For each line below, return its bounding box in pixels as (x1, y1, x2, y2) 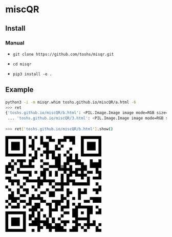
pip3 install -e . (12, 72, 52, 77)
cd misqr (12, 61, 32, 67)
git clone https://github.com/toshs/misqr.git (12, 52, 114, 57)
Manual (5, 39, 25, 46)
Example (5, 85, 34, 94)
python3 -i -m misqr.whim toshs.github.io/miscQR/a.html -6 (5, 100, 137, 105)
